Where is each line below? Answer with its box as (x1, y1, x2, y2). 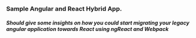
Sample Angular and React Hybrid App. (6, 5, 122, 13)
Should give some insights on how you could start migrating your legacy (6, 19, 189, 26)
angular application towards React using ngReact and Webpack (6, 25, 169, 32)
